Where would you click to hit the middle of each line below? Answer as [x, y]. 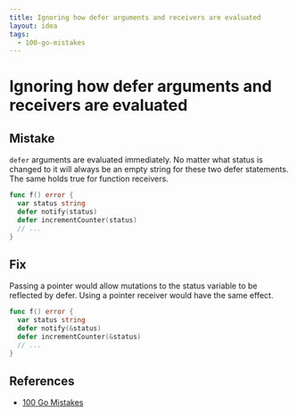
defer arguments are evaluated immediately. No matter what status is [136, 160]
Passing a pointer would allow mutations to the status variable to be [133, 286]
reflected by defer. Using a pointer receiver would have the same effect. [141, 295]
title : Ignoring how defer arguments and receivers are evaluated [135, 17]
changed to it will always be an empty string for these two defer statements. [149, 170]
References [42, 381]
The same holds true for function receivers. [89, 179]
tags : [19, 34]
